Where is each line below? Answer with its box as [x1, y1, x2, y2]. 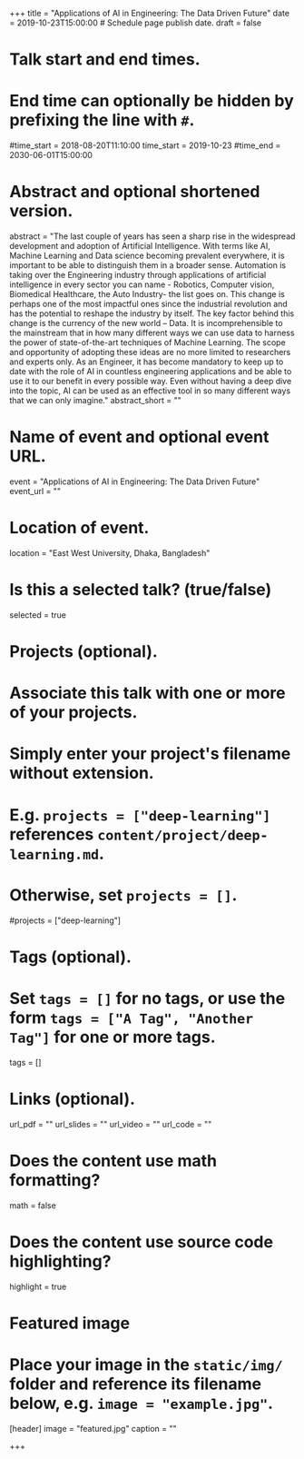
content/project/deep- [96, 827, 269, 844]
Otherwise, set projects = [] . [9, 885, 238, 905]
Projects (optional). [9, 641, 159, 662]
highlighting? [9, 1251, 112, 1271]
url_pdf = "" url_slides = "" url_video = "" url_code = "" [9, 1118, 212, 1129]
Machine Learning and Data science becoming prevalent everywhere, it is [9, 250, 285, 262]
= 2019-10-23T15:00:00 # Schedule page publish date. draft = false [9, 17, 261, 28]
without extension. [9, 763, 154, 784]
